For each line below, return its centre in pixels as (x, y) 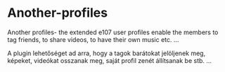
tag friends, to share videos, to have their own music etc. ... (93, 39)
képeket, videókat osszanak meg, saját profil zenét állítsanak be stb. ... (110, 60)
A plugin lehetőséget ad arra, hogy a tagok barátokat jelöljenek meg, (107, 53)
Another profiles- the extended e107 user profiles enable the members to (113, 32)
